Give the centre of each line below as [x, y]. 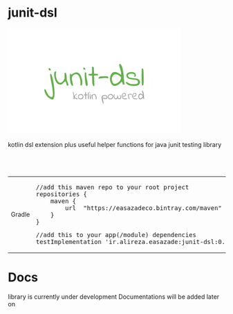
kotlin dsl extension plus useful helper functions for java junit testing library [115, 144]
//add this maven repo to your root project [112, 187]
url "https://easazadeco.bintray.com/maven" [143, 208]
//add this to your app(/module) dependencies [116, 235]
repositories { [61, 194]
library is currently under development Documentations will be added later [114, 297]
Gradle [20, 215]
